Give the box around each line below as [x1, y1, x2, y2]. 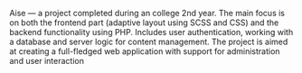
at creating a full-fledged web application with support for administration [9, 46, 280, 57]
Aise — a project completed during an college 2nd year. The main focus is [9, 8, 285, 18]
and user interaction [9, 56, 84, 66]
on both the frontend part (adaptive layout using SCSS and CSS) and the [9, 17, 279, 28]
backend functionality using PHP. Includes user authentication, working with [9, 27, 294, 37]
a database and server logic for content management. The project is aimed [9, 36, 288, 47]
